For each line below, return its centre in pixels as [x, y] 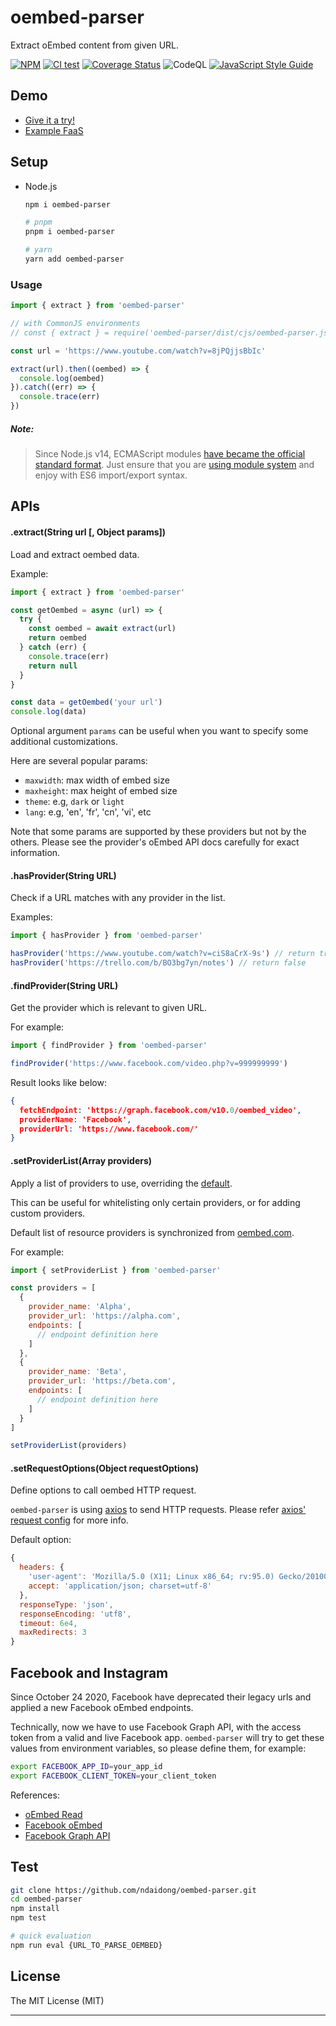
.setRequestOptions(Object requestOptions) [105, 1468]
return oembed [57, 638]
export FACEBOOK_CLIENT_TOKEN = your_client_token [113, 1776]
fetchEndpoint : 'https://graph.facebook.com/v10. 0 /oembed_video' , [160, 1110]
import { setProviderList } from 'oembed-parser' [116, 1270]
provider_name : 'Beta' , [78, 1372]
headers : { [42, 1567]
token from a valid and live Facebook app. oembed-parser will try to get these [167, 1738]
